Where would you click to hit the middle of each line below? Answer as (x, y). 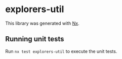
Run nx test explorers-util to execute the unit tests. (61, 51)
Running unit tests (35, 39)
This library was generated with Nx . (42, 23)
